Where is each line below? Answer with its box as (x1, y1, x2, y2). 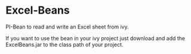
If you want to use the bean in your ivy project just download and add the (5, 34, 186, 42)
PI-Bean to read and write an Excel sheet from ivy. (5, 23, 129, 30)
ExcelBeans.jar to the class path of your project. (5, 41, 124, 48)
